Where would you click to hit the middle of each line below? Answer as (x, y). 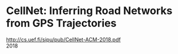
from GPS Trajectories (61, 23)
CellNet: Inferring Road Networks (89, 11)
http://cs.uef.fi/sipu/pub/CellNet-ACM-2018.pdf (63, 39)
